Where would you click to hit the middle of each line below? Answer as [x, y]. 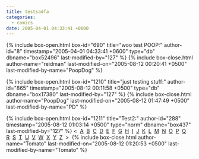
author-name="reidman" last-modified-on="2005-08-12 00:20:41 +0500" [97, 64]
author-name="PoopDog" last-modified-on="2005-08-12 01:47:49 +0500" [98, 101]
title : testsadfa [28, 12]
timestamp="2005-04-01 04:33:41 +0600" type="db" [89, 52]
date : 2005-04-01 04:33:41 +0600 [48, 28]
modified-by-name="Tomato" [42, 150]
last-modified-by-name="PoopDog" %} [54, 70]
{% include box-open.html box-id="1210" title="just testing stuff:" [86, 82]
